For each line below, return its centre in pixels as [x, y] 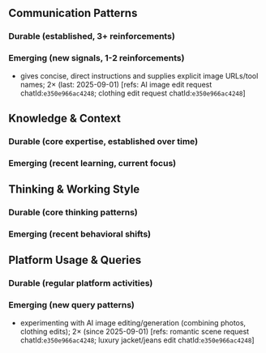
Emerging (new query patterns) [72, 305]
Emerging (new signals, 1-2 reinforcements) [97, 58]
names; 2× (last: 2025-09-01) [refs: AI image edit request [116, 84]
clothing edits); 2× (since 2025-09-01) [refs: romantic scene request [135, 331]
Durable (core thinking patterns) [73, 212]
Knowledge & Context [65, 118]
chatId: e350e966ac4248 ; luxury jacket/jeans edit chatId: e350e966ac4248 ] [137, 340]
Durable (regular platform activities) [81, 283]
